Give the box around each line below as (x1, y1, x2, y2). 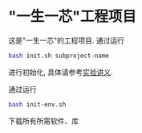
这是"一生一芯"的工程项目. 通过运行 (8, 35, 125, 45)
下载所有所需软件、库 (8, 116, 79, 126)
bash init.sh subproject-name (8, 52, 110, 60)
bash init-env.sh (8, 100, 67, 109)
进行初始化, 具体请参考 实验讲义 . (8, 67, 114, 77)
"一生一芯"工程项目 (8, 7, 136, 26)
